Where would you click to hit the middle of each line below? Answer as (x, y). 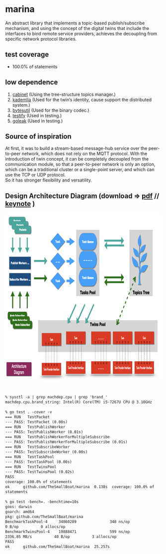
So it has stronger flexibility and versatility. (48, 180)
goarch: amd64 (20, 512)
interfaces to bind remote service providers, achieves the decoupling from (81, 33)
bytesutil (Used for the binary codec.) (51, 110)
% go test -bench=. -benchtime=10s (42, 502)
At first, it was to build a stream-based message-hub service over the (76, 149)
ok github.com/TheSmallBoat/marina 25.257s (58, 547)
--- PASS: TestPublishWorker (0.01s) (44, 432)
